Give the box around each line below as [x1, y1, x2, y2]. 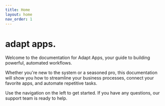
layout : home [5, 12, 33, 17]
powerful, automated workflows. [5, 60, 72, 66]
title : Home [5, 7, 30, 12]
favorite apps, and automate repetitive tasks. [5, 80, 98, 86]
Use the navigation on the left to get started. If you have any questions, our [5, 90, 160, 96]
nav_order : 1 [5, 16, 33, 21]
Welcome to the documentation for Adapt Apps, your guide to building [5, 54, 150, 60]
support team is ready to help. [5, 95, 68, 101]
